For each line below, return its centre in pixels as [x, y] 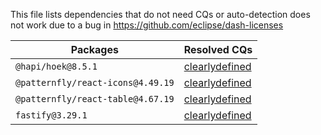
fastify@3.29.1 [51, 115]
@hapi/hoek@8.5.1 [56, 66]
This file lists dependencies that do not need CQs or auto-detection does [160, 14]
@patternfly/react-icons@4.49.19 [95, 82]
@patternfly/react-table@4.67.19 [95, 99]
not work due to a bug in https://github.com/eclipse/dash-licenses [147, 25]
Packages [94, 49]
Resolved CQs [218, 49]
